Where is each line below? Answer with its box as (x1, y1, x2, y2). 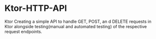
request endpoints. (4, 29, 42, 34)
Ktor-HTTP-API (4, 3, 67, 14)
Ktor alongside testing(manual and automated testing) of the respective (4, 23, 147, 29)
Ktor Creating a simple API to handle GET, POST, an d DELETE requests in (4, 19, 152, 24)
